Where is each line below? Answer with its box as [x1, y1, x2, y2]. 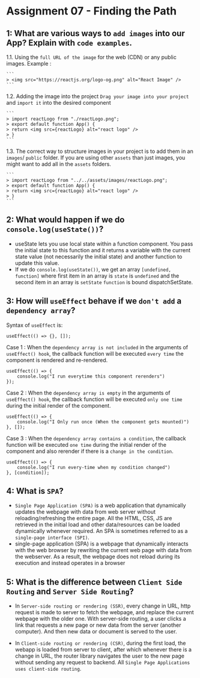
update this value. [14, 259, 59, 266]
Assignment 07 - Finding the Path [6, 4, 177, 18]
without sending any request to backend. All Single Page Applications [14, 659, 190, 666]
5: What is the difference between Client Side [6, 577, 183, 587]
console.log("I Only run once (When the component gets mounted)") [17, 418, 189, 425]
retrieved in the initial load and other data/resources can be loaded [14, 521, 180, 528]
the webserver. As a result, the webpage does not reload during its [14, 553, 180, 561]
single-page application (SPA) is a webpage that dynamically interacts [14, 540, 189, 547]
